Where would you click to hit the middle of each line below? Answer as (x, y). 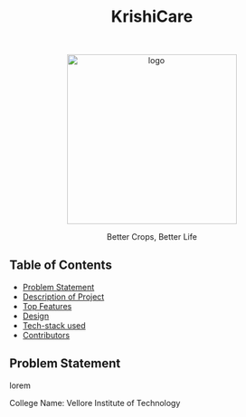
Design (36, 316)
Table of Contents (61, 265)
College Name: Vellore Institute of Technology (95, 403)
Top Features (47, 306)
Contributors (46, 335)
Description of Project (63, 297)
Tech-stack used (54, 325)
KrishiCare (152, 17)
